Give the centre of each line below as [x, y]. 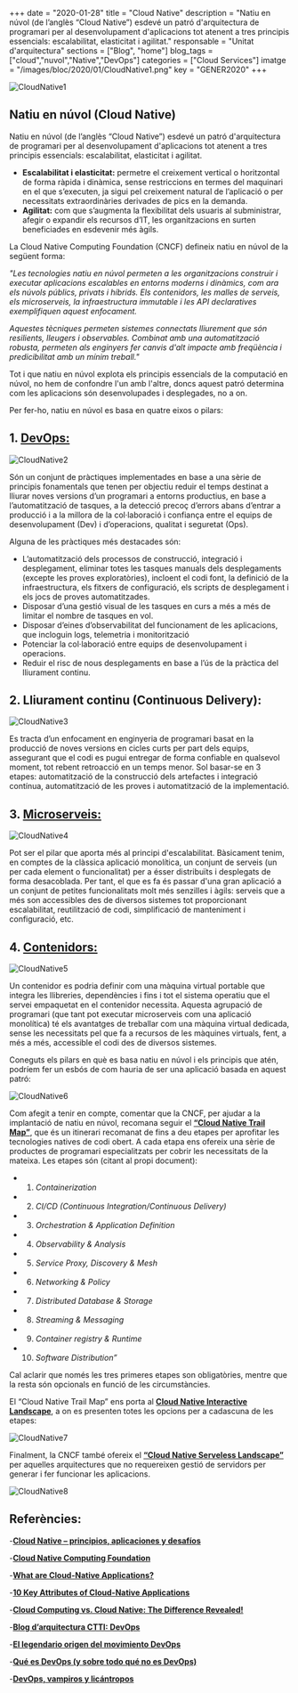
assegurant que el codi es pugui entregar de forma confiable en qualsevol [145, 758]
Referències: [45, 1519]
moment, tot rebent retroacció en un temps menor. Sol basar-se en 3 [135, 767]
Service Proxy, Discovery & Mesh [97, 1263]
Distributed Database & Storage [94, 1301]
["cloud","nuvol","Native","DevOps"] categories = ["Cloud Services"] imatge [148, 60]
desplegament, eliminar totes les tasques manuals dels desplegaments [152, 568]
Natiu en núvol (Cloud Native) [93, 115]
